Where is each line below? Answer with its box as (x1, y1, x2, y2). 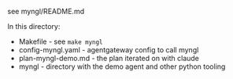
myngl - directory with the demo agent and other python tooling (18, 62, 226, 71)
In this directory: (7, 22, 61, 31)
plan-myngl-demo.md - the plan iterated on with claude (18, 54, 200, 63)
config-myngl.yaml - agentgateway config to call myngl (18, 45, 199, 54)
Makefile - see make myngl (18, 37, 103, 46)
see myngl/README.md (7, 7, 84, 16)
